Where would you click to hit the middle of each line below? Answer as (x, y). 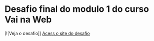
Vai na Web (28, 20)
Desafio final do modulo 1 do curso (77, 9)
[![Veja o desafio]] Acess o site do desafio (47, 33)
